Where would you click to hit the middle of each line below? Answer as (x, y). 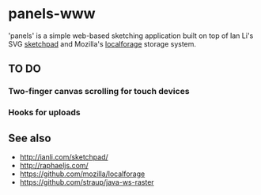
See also (30, 138)
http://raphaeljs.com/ (54, 165)
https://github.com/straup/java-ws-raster (87, 182)
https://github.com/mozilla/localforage (82, 174)
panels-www (52, 14)
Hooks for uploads (44, 113)
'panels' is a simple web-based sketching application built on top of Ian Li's (131, 36)
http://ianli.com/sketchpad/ (64, 157)
